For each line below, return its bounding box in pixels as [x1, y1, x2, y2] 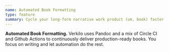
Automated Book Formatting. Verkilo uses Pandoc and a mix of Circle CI [5, 31, 158, 37]
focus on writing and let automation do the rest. [5, 41, 104, 47]
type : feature [5, 12, 35, 17]
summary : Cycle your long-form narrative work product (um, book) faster [5, 17, 164, 22]
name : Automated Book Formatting [5, 7, 76, 13]
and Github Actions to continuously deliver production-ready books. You [5, 36, 156, 42]
